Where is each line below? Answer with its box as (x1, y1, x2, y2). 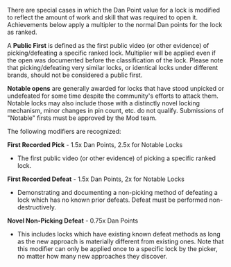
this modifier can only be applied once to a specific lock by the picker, (17, 245, 218, 252)
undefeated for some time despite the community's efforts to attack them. (7, 92, 219, 100)
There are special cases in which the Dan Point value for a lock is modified (7, 6, 221, 14)
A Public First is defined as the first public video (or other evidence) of (7, 42, 209, 49)
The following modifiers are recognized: (7, 128, 121, 135)
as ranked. (7, 28, 37, 36)
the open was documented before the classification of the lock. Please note (7, 56, 223, 64)
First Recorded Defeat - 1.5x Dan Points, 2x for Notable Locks (7, 175, 185, 183)
